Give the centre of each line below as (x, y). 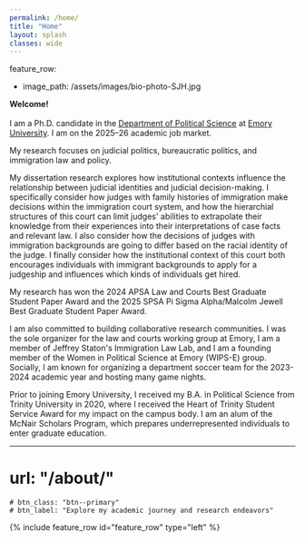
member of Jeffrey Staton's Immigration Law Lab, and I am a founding (141, 348)
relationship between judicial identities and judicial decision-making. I (139, 188)
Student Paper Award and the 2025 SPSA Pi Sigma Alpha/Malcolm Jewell (146, 301)
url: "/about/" (62, 478)
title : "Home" (36, 26)
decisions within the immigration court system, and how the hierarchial (142, 207)
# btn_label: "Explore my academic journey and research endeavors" (142, 511)
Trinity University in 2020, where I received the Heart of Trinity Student (142, 404)
